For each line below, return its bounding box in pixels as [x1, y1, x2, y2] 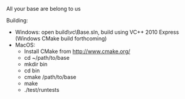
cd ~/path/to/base [24, 54, 70, 61]
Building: [6, 17, 28, 24]
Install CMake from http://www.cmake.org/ [24, 48, 131, 55]
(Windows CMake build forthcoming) [15, 35, 107, 42]
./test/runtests [24, 86, 59, 93]
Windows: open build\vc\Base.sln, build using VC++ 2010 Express [15, 28, 180, 36]
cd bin [24, 67, 41, 74]
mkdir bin [24, 60, 48, 68]
